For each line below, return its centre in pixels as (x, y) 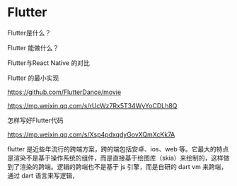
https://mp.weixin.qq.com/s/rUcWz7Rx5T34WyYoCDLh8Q (92, 105)
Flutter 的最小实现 (33, 78)
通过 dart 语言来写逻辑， (43, 175)
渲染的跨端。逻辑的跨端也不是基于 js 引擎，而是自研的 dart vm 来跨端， (123, 166)
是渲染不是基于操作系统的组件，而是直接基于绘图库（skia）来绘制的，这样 (116, 158)
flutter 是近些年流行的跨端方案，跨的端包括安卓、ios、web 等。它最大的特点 (118, 149)
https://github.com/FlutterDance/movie (64, 92)
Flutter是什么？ (29, 33)
